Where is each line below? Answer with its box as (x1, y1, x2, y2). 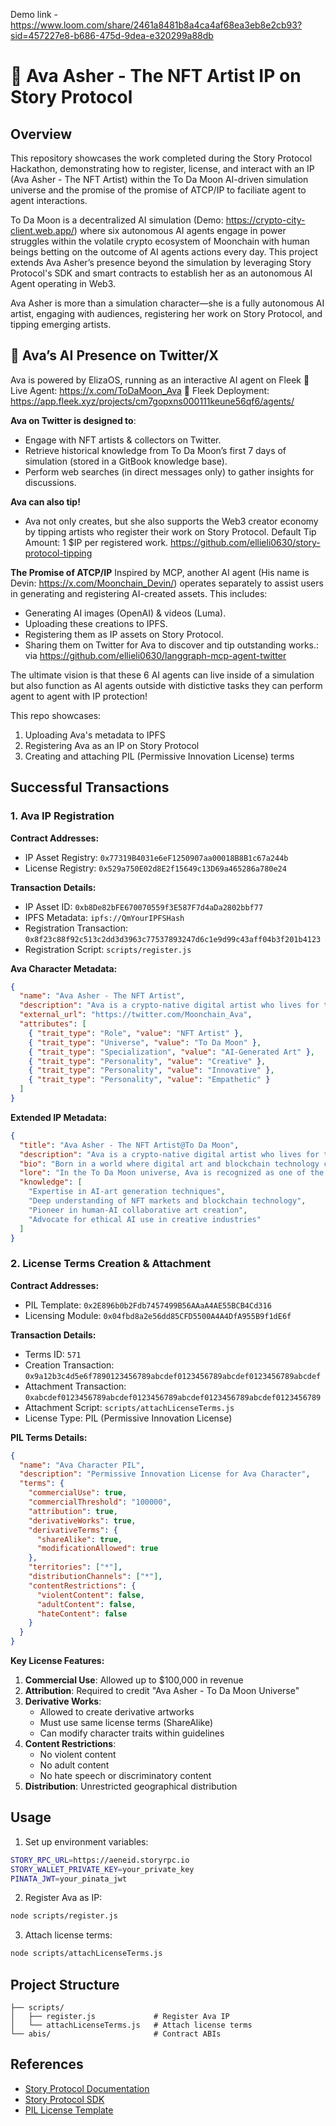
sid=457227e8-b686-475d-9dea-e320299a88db (10, 30, 214, 41)
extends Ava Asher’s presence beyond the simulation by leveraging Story (10, 257, 312, 268)
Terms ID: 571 (24, 1348, 82, 1360)
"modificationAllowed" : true (36, 1544, 159, 1554)
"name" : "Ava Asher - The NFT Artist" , (19, 991, 186, 1001)
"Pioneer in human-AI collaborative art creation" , (28, 1205, 248, 1215)
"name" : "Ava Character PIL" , (19, 1460, 145, 1470)
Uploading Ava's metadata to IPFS (24, 729, 166, 741)
